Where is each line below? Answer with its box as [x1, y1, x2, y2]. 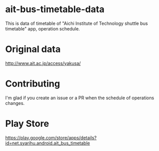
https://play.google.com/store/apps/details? [5, 134, 97, 140]
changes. [5, 100, 25, 106]
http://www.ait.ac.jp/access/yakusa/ [5, 60, 81, 66]
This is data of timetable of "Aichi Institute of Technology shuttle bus [5, 20, 148, 26]
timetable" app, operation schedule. [5, 25, 80, 31]
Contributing [5, 78, 60, 90]
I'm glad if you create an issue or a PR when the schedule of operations [5, 95, 154, 101]
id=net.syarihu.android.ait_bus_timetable [5, 140, 90, 146]
